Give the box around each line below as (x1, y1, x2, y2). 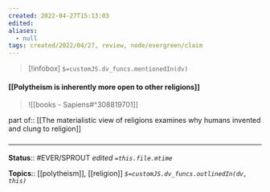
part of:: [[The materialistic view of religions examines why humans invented (8, 116, 261, 125)
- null (15, 34, 38, 43)
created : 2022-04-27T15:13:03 (8, 11, 110, 20)
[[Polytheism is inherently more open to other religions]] (8, 82, 200, 92)
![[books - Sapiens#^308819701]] (27, 100, 139, 109)
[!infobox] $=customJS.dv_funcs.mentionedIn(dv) (27, 63, 189, 73)
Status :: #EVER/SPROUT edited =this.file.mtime (8, 153, 173, 162)
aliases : (8, 27, 38, 35)
